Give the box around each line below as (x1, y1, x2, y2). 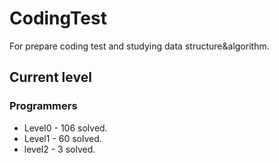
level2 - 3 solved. (23, 143, 96, 155)
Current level (9, 69, 92, 86)
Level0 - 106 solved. (23, 122, 108, 134)
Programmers (9, 99, 78, 113)
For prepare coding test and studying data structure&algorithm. (9, 40, 270, 52)
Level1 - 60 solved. (23, 132, 102, 144)
